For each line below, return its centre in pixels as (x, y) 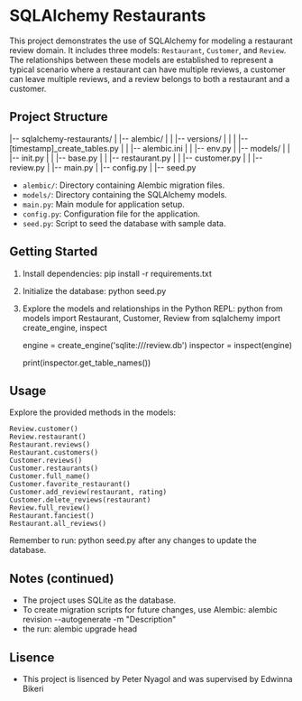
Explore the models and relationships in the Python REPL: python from (153, 309)
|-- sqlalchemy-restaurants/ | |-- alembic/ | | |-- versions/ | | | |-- (129, 138)
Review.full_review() (50, 508)
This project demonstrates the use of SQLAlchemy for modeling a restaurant (151, 41)
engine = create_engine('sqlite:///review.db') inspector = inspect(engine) (157, 345)
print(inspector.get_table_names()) (87, 363)
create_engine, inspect (65, 327)
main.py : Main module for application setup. (103, 204)
